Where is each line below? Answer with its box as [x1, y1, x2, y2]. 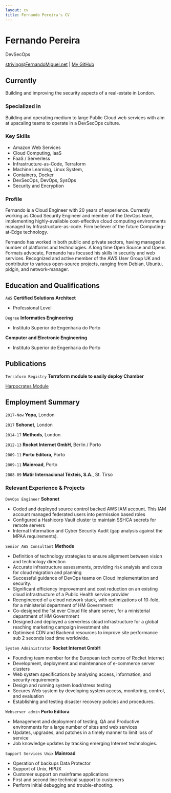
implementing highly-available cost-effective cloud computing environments [5, 218, 166, 224]
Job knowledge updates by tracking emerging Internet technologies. [12, 740, 158, 746]
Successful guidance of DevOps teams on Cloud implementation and [12, 575, 159, 581]
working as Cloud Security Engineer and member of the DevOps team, [5, 213, 154, 219]
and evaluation [12, 693, 45, 699]
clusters [12, 666, 30, 672]
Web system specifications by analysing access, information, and [12, 671, 151, 677]
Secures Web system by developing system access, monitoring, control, [12, 687, 165, 694]
